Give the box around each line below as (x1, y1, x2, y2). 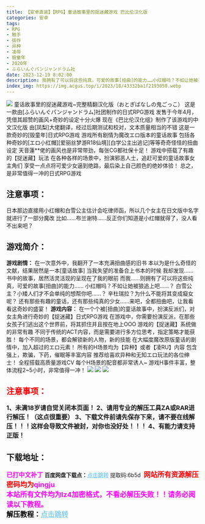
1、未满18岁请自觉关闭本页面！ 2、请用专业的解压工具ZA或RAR (6, 404, 189, 412)
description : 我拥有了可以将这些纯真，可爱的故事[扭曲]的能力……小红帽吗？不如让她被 (6, 77, 198, 83)
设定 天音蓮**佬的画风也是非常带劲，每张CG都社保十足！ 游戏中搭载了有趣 (6, 146, 194, 154)
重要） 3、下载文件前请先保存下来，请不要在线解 (55, 413, 195, 422)
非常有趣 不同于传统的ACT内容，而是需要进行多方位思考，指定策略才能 (11, 328, 190, 335)
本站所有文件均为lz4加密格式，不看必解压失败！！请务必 (6, 490, 189, 499)
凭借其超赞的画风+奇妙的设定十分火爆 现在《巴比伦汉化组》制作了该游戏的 (6, 116, 193, 123)
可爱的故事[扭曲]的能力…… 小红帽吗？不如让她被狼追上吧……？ (16, 282, 175, 289)
